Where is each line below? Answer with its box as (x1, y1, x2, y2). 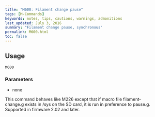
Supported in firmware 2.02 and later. (5, 106, 80, 112)
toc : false (5, 34, 27, 39)
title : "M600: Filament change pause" (5, 7, 83, 12)
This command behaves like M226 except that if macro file (5, 96, 122, 102)
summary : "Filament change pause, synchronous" (5, 25, 103, 30)
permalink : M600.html (5, 29, 49, 34)
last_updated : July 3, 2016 (5, 20, 62, 26)
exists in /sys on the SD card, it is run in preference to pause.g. (25, 101, 151, 107)
